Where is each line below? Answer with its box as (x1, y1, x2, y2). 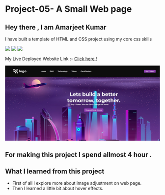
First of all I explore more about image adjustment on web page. (12, 180, 142, 186)
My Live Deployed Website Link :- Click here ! (5, 56, 97, 62)
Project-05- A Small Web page (5, 3, 132, 15)
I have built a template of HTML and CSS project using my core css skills (5, 36, 152, 42)
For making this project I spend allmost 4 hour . (5, 150, 152, 159)
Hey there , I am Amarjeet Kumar (5, 23, 107, 32)
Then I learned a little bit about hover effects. (12, 186, 104, 192)
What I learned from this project (5, 167, 105, 175)
